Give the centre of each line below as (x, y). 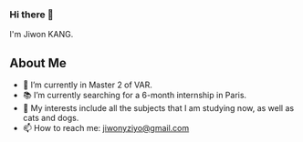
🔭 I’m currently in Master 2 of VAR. (88, 85)
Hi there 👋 (32, 15)
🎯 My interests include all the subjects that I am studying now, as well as (158, 108)
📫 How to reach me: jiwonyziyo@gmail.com (106, 128)
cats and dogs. (51, 118)
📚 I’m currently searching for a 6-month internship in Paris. (135, 96)
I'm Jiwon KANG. (42, 35)
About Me (38, 63)
